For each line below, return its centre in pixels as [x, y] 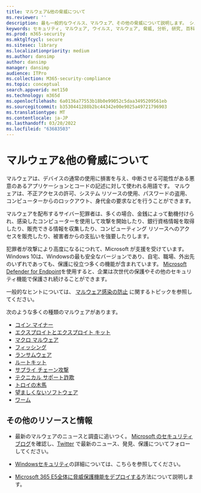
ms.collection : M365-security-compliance [59, 79]
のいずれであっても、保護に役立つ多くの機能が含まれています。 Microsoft [97, 264]
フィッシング [31, 347]
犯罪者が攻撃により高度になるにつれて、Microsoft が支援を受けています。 [97, 249]
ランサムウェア [33, 354]
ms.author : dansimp [31, 56]
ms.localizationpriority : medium [48, 51]
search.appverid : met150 [37, 90]
